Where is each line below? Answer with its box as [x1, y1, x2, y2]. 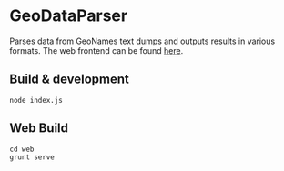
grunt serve [9, 152, 55, 162]
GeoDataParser [9, 5, 128, 26]
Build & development [9, 72, 129, 87]
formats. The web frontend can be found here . [9, 45, 184, 55]
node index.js [9, 96, 64, 105]
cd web [9, 145, 35, 154]
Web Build [9, 120, 69, 136]
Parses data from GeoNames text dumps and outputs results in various [9, 35, 276, 46]
